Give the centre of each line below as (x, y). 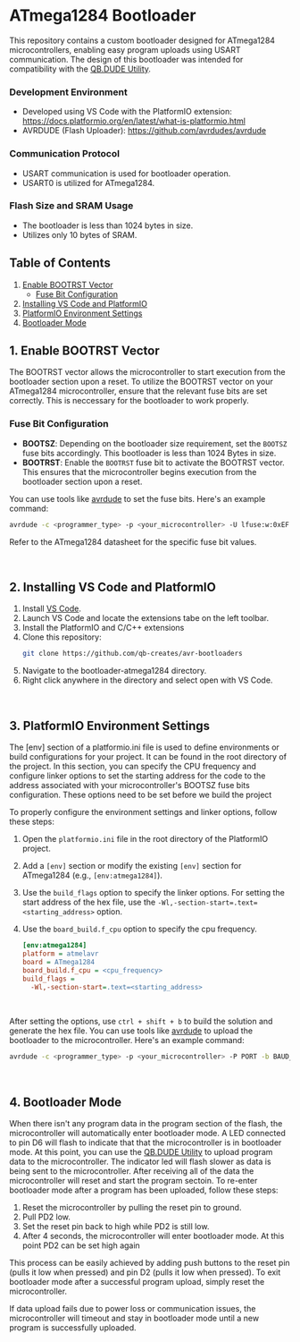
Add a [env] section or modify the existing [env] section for (132, 866)
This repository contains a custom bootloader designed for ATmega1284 (142, 40)
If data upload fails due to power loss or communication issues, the (133, 1309)
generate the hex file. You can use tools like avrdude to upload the (131, 1031)
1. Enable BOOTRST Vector (84, 351)
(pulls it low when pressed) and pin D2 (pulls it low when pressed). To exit (145, 1272)
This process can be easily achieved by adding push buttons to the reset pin (150, 1263)
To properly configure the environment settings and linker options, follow (143, 812)
